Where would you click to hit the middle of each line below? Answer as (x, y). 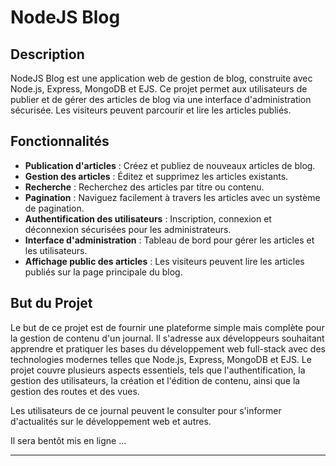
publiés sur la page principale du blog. (103, 272)
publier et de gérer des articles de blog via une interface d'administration (161, 99)
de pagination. (54, 208)
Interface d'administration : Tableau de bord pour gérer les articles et (169, 240)
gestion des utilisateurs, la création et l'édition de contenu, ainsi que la (155, 380)
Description (47, 54)
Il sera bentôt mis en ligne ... (68, 440)
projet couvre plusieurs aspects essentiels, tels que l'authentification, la (158, 370)
